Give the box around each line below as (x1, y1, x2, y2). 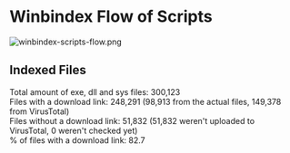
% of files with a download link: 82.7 (9, 134, 145, 146)
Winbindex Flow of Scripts (9, 6, 213, 27)
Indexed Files (9, 62, 86, 78)
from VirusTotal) (9, 106, 70, 117)
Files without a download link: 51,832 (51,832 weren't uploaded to (9, 115, 255, 126)
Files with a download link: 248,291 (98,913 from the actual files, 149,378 (9, 96, 282, 107)
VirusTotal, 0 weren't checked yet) (9, 125, 138, 136)
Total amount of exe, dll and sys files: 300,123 (9, 86, 181, 97)
